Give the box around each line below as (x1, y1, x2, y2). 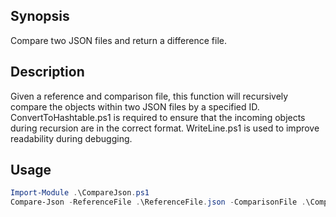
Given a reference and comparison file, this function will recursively (10, 90, 289, 102)
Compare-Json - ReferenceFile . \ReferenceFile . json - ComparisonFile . (10, 197, 307, 208)
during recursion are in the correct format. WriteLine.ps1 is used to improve (10, 122, 320, 134)
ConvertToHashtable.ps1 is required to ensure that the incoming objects (10, 111, 306, 123)
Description (10, 64, 85, 81)
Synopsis (10, 8, 70, 25)
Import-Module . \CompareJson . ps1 (10, 188, 150, 198)
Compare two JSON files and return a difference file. (10, 34, 227, 46)
